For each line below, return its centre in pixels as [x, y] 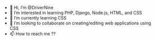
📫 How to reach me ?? [33, 34]
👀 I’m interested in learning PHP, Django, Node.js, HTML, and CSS [76, 13]
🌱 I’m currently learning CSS [38, 18]
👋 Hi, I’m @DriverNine [31, 8]
